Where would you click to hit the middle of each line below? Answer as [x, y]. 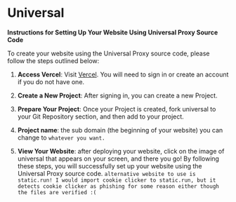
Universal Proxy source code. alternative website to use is [106, 173]
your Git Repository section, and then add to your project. [100, 116]
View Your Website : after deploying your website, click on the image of [121, 151]
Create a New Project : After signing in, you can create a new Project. [117, 95]
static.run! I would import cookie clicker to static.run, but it [117, 180]
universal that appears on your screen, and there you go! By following [118, 159]
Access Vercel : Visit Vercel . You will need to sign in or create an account [123, 74]
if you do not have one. [51, 81]
